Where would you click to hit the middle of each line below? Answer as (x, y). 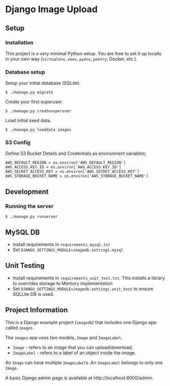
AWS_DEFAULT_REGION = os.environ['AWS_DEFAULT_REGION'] (65, 163)
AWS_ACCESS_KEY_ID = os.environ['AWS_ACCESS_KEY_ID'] (63, 167)
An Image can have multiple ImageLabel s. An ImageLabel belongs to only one (84, 362)
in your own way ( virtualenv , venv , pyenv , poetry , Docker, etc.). (71, 59)
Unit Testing (25, 266)
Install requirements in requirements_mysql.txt (61, 244)
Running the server (29, 206)
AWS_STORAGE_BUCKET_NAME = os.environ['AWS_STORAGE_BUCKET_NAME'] (77, 176)
